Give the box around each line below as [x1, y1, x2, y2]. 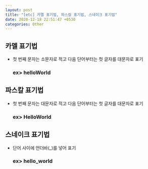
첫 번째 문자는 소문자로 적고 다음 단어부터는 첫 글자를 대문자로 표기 [12, 56, 143, 62]
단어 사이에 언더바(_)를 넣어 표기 [12, 145, 76, 151]
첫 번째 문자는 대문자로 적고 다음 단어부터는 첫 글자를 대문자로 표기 [12, 100, 143, 107]
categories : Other [5, 21, 44, 27]
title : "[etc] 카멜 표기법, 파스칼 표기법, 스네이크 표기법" [5, 12, 118, 17]
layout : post [5, 7, 33, 13]
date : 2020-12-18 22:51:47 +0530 [5, 17, 76, 22]
